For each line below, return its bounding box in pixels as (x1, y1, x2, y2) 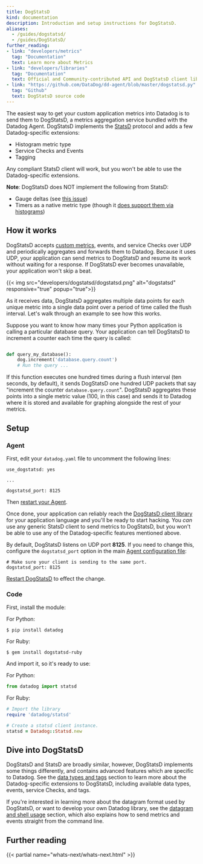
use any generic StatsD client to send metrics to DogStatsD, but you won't (6, 523, 191, 530)
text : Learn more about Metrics (11, 59, 94, 65)
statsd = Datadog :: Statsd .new (6, 728, 83, 734)
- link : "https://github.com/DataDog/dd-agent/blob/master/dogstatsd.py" (6, 82, 196, 88)
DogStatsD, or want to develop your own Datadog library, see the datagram (6, 805, 193, 812)
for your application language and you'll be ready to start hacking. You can (6, 516, 192, 523)
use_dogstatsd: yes (6, 466, 56, 472)
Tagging (14, 153, 36, 161)
